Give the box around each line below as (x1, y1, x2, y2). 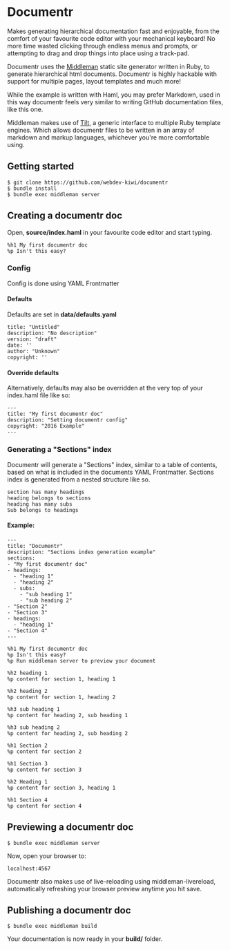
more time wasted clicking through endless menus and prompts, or (7, 41, 198, 50)
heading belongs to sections (7, 495, 91, 502)
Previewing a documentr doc (7, 821, 134, 833)
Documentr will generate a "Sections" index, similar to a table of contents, (7, 460, 218, 468)
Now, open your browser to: (7, 851, 86, 860)
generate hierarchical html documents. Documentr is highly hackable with (7, 70, 218, 78)
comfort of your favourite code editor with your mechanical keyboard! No (7, 34, 215, 42)
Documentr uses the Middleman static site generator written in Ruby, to (7, 62, 210, 70)
